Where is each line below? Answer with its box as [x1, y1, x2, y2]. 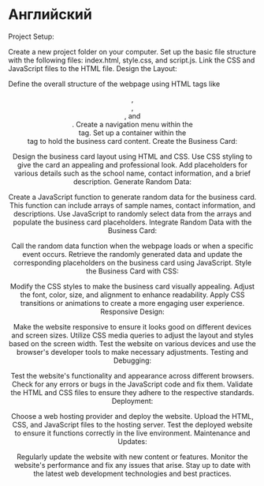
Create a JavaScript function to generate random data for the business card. [8, 192, 257, 202]
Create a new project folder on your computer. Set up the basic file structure [8, 47, 256, 56]
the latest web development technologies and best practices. [33, 469, 232, 478]
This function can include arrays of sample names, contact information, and [9, 200, 256, 210]
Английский [8, 6, 92, 24]
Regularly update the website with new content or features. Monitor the [17, 452, 248, 462]
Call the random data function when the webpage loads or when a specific [11, 241, 254, 251]
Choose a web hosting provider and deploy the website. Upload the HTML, [10, 411, 255, 420]
